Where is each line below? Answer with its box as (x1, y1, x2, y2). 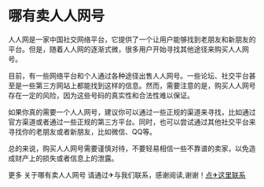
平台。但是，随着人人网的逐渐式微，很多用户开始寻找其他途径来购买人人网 (8, 44, 249, 53)
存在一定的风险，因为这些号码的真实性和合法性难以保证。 (8, 90, 194, 100)
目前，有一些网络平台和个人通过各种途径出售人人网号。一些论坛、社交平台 (8, 71, 249, 80)
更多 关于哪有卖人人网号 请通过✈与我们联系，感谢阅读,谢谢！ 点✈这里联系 (8, 170, 246, 179)
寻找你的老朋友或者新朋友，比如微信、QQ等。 (8, 126, 157, 136)
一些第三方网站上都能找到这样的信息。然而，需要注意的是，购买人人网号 (21, 80, 256, 90)
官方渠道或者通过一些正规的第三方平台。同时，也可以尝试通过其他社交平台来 (8, 117, 256, 126)
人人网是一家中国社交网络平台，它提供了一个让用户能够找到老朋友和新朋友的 (8, 35, 256, 44)
